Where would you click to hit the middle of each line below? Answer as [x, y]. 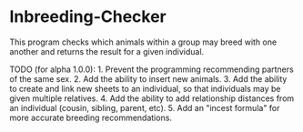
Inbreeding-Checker [88, 17]
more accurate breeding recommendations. [91, 117]
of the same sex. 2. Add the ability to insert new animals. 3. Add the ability [148, 78]
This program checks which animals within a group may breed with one [143, 42]
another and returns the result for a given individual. [107, 51]
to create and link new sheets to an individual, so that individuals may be [145, 88]
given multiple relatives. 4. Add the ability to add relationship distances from [152, 98]
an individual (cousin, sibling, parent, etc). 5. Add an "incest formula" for [145, 107]
